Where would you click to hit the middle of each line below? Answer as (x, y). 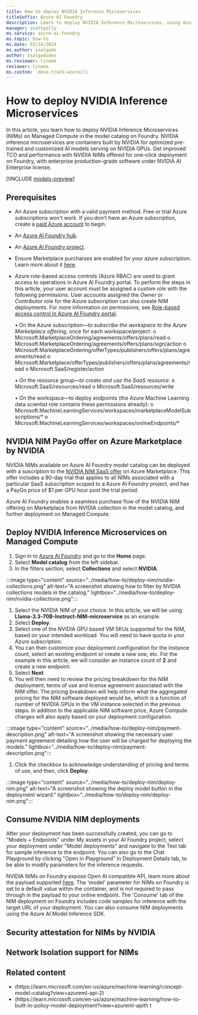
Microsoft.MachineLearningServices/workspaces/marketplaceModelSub (103, 411)
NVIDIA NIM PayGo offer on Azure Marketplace (94, 442)
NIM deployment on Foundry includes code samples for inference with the (96, 901)
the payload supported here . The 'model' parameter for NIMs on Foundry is (98, 882)
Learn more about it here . (45, 265)
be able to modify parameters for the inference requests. (75, 865)
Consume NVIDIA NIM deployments (73, 820)
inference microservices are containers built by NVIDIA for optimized (90, 143)
